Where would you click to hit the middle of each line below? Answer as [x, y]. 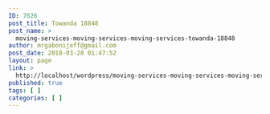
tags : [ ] [25, 90]
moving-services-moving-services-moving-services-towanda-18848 [125, 38]
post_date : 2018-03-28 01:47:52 [62, 53]
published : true [35, 83]
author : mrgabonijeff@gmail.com [62, 46]
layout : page [30, 61]
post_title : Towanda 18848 [53, 23]
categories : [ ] [35, 98]
